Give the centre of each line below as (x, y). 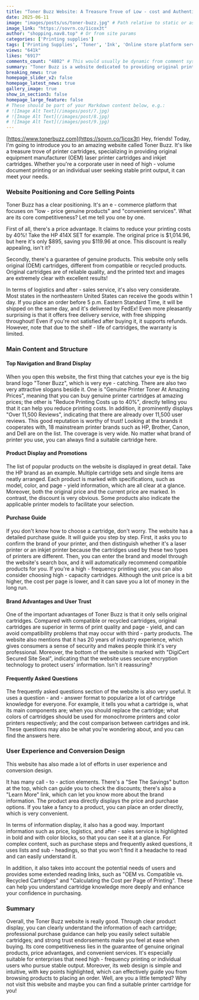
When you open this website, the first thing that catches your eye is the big (98, 377)
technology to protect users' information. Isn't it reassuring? (79, 665)
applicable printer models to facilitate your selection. (70, 504)
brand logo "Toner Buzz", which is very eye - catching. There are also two (96, 383)
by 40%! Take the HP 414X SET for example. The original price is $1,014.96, (98, 235)
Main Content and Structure (47, 349)
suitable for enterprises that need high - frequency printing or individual (94, 959)
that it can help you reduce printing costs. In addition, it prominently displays (99, 408)
